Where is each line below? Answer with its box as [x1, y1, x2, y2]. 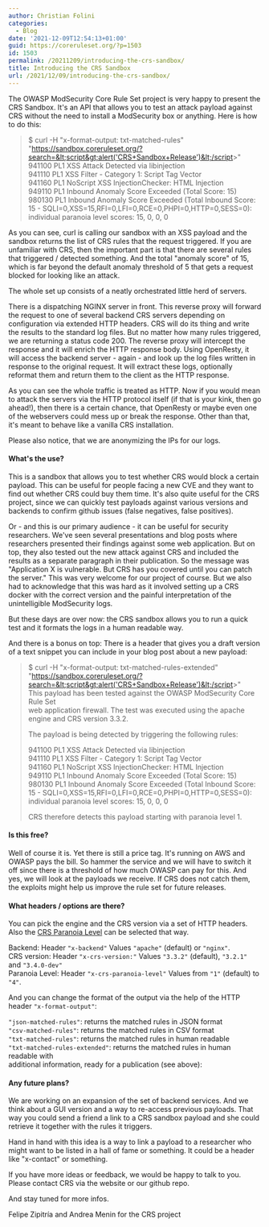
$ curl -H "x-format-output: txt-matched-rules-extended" [27, 662, 218, 672]
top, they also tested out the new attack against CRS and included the [8, 547, 239, 556]
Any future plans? [8, 1078, 70, 1088]
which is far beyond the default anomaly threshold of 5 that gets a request [8, 262, 254, 271]
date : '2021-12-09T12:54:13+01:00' [8, 34, 128, 43]
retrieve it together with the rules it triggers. [8, 1122, 153, 1131]
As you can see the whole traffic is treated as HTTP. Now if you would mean [8, 386, 261, 395]
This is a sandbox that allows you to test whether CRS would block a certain [8, 472, 259, 481]
